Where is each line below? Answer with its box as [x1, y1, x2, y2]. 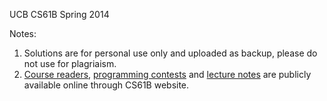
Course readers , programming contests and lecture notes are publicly [23, 69, 312, 80]
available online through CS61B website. [23, 79, 190, 91]
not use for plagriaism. [23, 58, 117, 69]
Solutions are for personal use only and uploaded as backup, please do [23, 47, 318, 59]
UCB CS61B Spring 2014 [9, 9, 110, 20]
